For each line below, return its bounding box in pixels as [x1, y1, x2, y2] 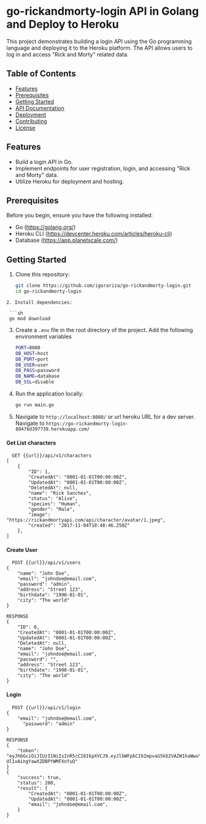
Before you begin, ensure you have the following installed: [6, 212, 153, 219]
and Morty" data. [15, 171, 59, 179]
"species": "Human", [28, 501, 81, 507]
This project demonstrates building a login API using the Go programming [6, 37, 192, 45]
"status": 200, [17, 780, 56, 786]
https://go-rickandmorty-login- [45, 421, 129, 427]
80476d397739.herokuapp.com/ [15, 426, 90, 432]
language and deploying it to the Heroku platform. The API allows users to [6, 44, 193, 52]
